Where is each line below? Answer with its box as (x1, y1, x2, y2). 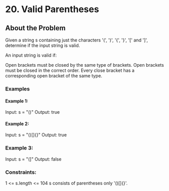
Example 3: (5, 145, 34, 152)
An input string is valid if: (5, 52, 57, 58)
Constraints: (5, 168, 37, 175)
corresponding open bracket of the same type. (5, 73, 102, 79)
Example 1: (5, 98, 29, 104)
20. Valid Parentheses (5, 4, 99, 15)
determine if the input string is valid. (5, 42, 80, 49)
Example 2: (5, 120, 29, 127)
